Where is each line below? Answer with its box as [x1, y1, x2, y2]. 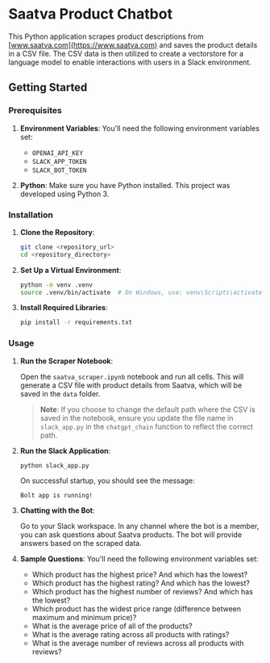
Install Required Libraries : [19, 303, 109, 313]
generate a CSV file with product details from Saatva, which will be [19, 380, 243, 390]
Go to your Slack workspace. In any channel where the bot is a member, [19, 522, 260, 531]
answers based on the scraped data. [19, 539, 143, 548]
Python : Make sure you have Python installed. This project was [19, 180, 231, 190]
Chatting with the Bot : [19, 506, 95, 515]
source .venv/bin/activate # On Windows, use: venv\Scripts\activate [19, 288, 263, 296]
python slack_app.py [19, 461, 89, 469]
